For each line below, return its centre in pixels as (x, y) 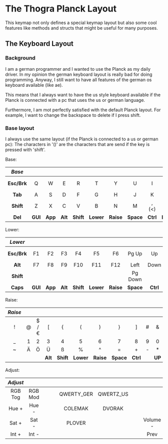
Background (20, 58)
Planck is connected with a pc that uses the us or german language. (75, 100)
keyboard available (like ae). (34, 85)
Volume (152, 419)
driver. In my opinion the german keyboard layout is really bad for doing (79, 74)
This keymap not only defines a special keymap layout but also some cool (81, 23)
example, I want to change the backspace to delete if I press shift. (73, 115)
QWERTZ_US (113, 394)
